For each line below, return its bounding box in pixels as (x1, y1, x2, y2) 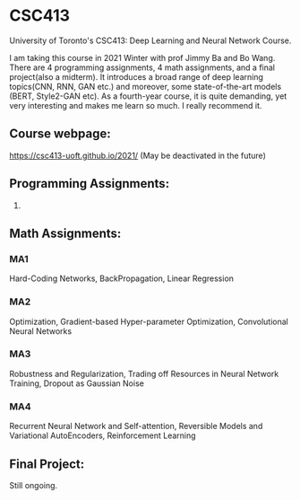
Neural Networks (9, 325, 73, 337)
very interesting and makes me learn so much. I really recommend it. (9, 100, 262, 110)
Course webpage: (9, 127, 112, 142)
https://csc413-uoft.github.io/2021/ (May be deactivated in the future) (9, 150, 266, 161)
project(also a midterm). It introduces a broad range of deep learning (9, 71, 264, 82)
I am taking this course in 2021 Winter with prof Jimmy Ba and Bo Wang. (9, 52, 276, 63)
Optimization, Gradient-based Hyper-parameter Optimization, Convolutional (9, 316, 288, 327)
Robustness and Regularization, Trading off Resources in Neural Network (9, 368, 279, 379)
